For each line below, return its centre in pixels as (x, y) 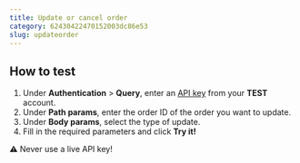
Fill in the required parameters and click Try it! (110, 131)
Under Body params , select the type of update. (111, 122)
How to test (42, 71)
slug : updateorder (44, 34)
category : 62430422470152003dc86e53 (79, 26)
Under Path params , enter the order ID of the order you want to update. (157, 112)
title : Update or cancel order (69, 18)
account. (39, 103)
